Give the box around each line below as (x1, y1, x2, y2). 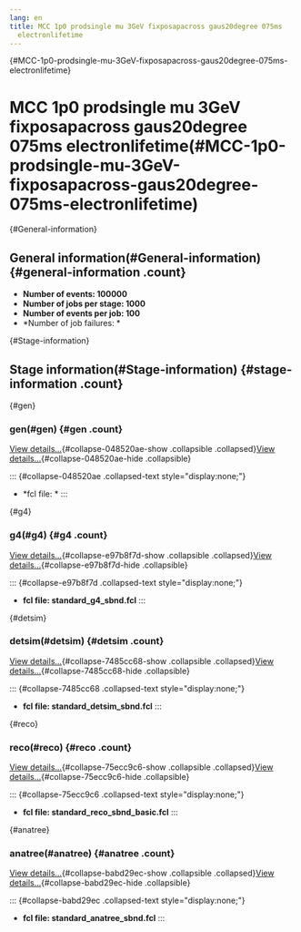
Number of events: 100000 (22, 289, 127, 300)
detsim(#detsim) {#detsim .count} (9, 635, 165, 648)
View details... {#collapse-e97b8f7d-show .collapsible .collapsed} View (9, 549, 273, 560)
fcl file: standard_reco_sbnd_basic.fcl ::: (22, 807, 179, 818)
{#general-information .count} (9, 264, 186, 280)
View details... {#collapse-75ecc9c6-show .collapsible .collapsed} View (9, 762, 274, 773)
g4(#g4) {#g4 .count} (9, 529, 108, 542)
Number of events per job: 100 (22, 308, 141, 319)
